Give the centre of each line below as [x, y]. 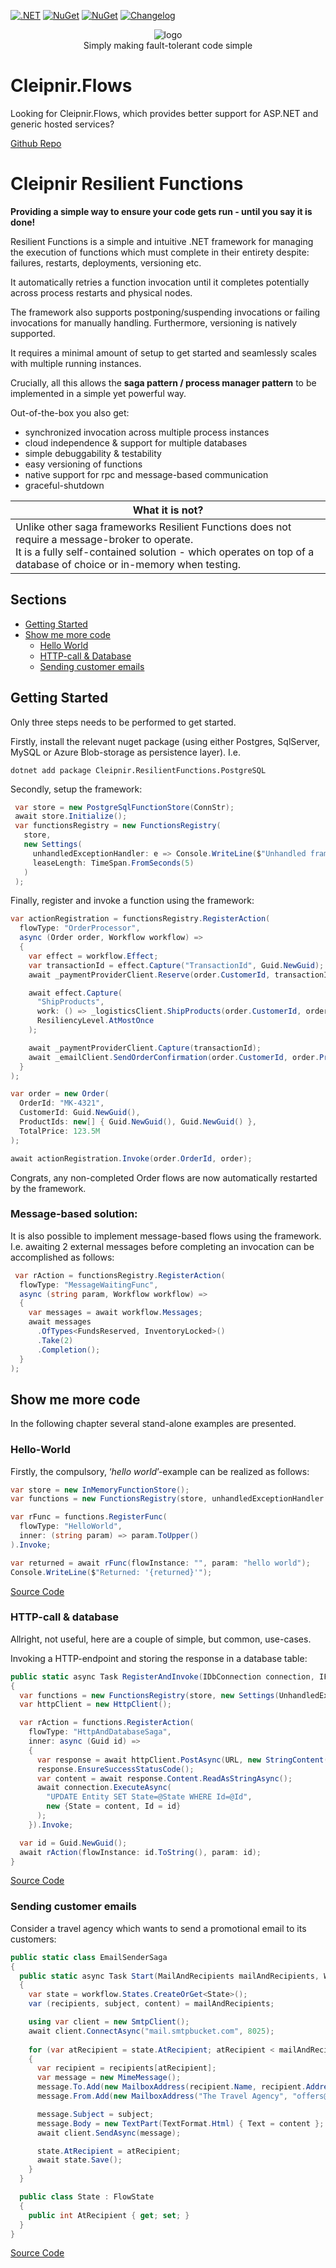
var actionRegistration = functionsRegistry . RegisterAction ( [140, 919]
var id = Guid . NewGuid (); [73, 1843]
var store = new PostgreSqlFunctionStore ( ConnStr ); [124, 807]
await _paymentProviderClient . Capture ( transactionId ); [145, 1048]
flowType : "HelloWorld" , [71, 1526]
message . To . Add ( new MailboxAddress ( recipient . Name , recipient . [171, 2087]
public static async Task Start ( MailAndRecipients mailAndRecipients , [169, 1976]
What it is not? [168, 510]
